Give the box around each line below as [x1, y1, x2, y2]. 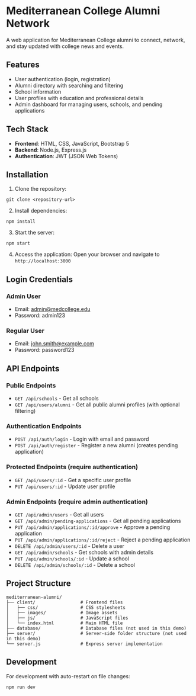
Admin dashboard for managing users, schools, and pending [14, 101, 163, 108]
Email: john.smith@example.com [14, 340, 95, 347]
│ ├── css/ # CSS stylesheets [6, 604, 126, 611]
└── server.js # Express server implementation [6, 641, 163, 647]
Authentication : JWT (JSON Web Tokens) [14, 152, 118, 159]
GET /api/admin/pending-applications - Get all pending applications [14, 517, 181, 524]
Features [6, 60, 40, 70]
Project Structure [6, 579, 71, 589]
